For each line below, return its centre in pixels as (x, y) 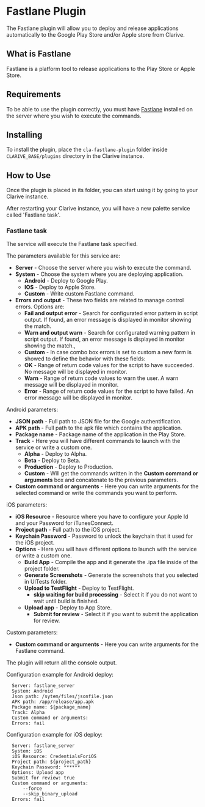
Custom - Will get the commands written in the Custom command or (111, 474)
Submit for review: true (43, 778)
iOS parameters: (27, 505)
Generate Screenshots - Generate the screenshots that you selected (111, 575)
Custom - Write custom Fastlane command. (79, 294)
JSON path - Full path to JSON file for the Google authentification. (98, 422)
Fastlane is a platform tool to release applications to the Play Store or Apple (101, 69)
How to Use (29, 175)
